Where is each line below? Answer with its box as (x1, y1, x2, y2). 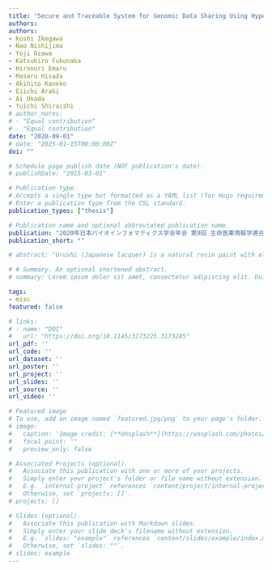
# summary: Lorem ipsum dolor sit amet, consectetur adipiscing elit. (8, 273, 252, 282)
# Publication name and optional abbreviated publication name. (8, 221, 230, 229)
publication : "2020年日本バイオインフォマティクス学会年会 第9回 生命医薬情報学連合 (8, 228, 265, 237)
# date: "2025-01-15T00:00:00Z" (8, 139, 117, 148)
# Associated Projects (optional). (8, 459, 129, 468)
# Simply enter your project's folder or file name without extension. (8, 474, 263, 483)
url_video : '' (8, 393, 57, 401)
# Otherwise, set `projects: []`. (8, 490, 132, 498)
